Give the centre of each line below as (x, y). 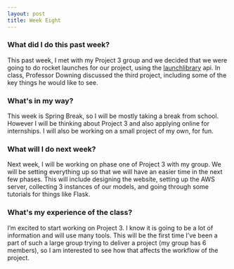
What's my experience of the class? (70, 213)
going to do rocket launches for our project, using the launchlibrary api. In (114, 67)
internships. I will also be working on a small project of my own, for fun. (110, 131)
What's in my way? (40, 100)
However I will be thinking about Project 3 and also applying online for (108, 124)
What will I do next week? (52, 150)
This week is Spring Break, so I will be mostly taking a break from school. (113, 116)
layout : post (26, 14)
